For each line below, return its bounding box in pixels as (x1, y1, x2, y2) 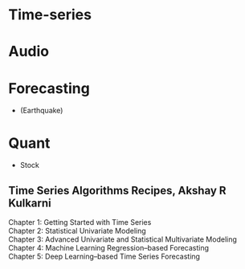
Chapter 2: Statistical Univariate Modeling (8, 226, 146, 236)
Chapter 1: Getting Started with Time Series (8, 218, 152, 227)
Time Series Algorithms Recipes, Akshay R (8, 183, 227, 198)
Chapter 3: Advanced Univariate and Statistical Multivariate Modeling (8, 234, 237, 244)
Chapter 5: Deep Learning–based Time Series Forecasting (8, 251, 201, 262)
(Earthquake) (19, 106, 63, 116)
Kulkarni (8, 196, 52, 210)
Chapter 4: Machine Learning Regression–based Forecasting (8, 243, 210, 253)
